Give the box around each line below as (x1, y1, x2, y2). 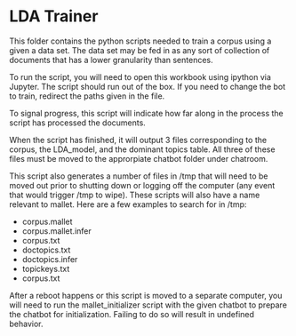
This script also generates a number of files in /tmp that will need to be (9, 171, 268, 181)
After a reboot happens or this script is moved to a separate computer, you (9, 290, 283, 300)
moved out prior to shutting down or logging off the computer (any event (9, 180, 276, 190)
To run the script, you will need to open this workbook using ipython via (9, 71, 271, 82)
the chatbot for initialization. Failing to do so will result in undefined (9, 308, 255, 319)
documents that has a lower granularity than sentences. (9, 54, 213, 65)
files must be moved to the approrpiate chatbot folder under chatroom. (9, 153, 268, 164)
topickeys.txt (21, 263, 70, 274)
